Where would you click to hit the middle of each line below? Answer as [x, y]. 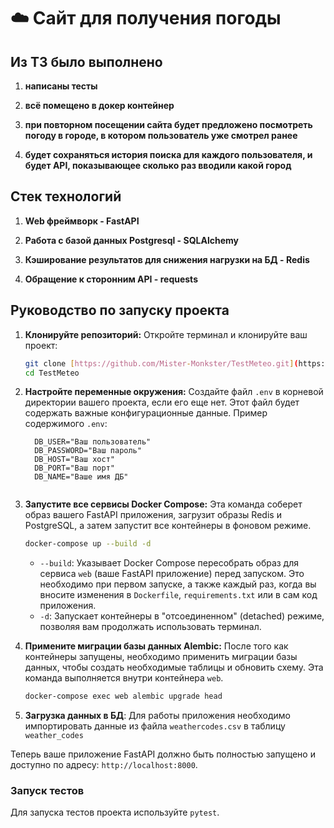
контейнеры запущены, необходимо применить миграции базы [161, 657]
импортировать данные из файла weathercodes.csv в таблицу [155, 726]
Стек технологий [66, 196]
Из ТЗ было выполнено [86, 61]
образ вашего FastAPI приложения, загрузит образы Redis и [153, 515]
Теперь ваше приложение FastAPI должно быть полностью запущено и [163, 754]
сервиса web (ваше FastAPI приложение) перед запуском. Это [172, 574]
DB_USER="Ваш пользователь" [93, 442]
